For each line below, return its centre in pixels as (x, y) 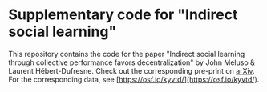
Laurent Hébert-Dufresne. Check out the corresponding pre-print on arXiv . (131, 70)
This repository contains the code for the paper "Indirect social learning (127, 54)
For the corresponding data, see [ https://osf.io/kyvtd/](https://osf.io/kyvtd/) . (134, 79)
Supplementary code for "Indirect (123, 15)
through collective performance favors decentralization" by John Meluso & (131, 62)
